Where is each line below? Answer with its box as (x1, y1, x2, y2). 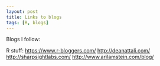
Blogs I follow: (6, 36, 41, 43)
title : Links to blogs (6, 14, 62, 20)
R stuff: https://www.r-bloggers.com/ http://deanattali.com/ (6, 47, 151, 54)
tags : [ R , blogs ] (6, 19, 49, 25)
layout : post (6, 8, 38, 15)
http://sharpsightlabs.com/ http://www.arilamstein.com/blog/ (6, 54, 154, 61)
